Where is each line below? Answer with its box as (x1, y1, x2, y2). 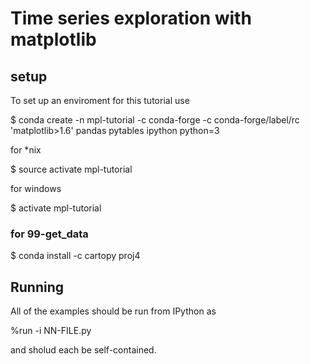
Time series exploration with (10, 7, 252, 30)
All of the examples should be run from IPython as (10, 305, 217, 317)
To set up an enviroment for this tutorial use (10, 95, 190, 106)
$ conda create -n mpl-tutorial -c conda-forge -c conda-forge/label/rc (10, 114, 300, 126)
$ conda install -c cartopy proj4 (10, 250, 141, 262)
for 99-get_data (10, 227, 89, 241)
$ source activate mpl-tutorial (10, 163, 133, 175)
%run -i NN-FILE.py (10, 325, 92, 337)
